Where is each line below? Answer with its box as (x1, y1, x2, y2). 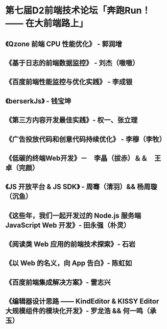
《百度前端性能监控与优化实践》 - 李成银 (5, 78, 133, 86)
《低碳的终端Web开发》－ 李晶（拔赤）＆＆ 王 (5, 153, 161, 162)
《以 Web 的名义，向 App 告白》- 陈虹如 (5, 259, 132, 267)
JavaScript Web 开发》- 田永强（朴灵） (5, 221, 131, 229)
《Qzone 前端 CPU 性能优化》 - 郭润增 (5, 40, 123, 48)
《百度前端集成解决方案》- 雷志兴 (5, 278, 111, 286)
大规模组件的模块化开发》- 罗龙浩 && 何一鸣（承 (5, 306, 157, 316)
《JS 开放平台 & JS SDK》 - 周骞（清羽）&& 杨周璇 (5, 183, 157, 191)
